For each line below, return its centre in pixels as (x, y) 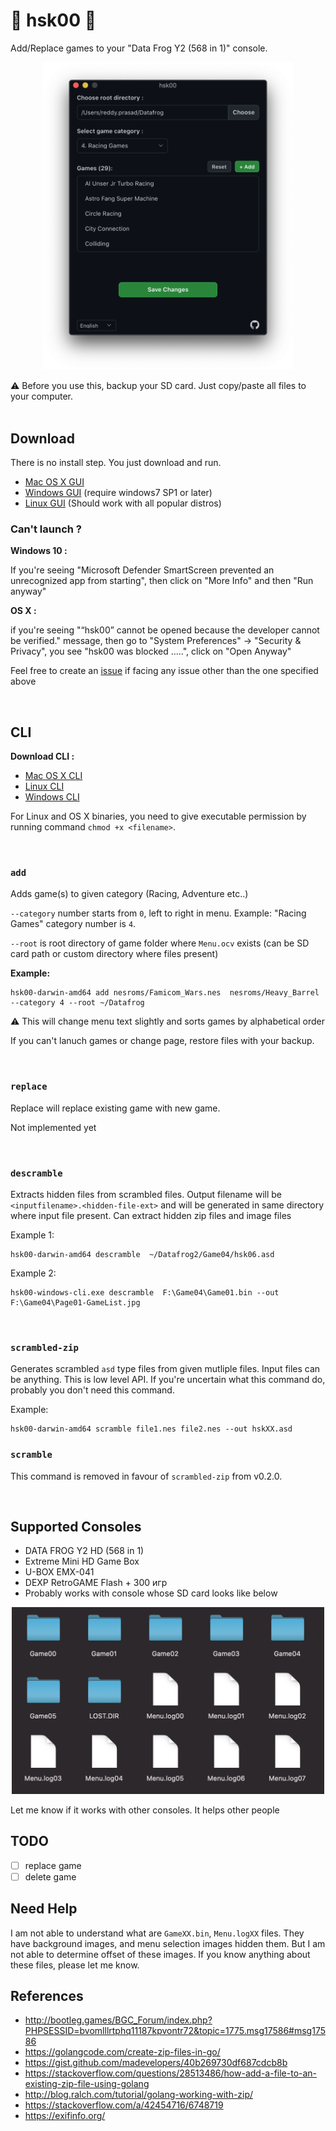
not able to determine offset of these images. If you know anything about (160, 1954)
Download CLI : (42, 756)
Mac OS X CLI (53, 776)
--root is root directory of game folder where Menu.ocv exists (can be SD (160, 943)
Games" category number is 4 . (73, 924)
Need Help (44, 1909)
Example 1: (32, 1235)
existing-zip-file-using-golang (87, 2084)
